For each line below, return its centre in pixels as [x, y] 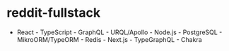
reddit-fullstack [53, 13]
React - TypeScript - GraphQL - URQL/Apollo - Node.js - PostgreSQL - [119, 32]
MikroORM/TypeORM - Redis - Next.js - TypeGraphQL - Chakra [109, 39]
